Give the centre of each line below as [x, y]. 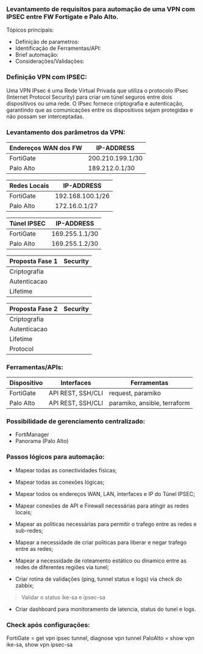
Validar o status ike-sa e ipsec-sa [63, 597]
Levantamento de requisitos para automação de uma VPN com [101, 9]
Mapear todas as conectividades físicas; [66, 470]
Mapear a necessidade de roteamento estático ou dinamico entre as [101, 561]
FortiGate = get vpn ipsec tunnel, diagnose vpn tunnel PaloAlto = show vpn [101, 638]
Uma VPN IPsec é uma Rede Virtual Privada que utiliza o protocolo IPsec [98, 90]
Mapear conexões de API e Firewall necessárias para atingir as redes [102, 506]
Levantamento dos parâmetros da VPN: [66, 132]
